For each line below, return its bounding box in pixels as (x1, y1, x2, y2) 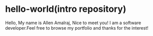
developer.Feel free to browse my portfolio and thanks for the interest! (5, 25, 149, 31)
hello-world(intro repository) (5, 3, 127, 15)
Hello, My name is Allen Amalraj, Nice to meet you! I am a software (5, 20, 142, 26)
